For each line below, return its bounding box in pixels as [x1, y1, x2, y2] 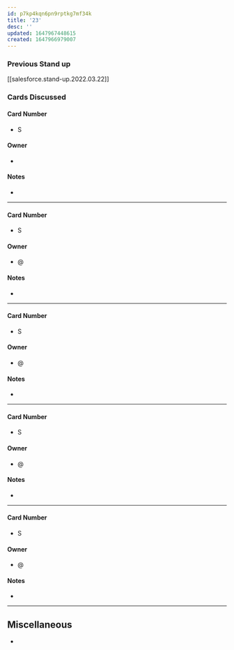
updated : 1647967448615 [7, 29, 77, 37]
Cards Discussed [7, 92, 66, 102]
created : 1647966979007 [7, 36, 77, 43]
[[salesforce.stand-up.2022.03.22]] [7, 75, 109, 84]
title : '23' [7, 17, 42, 24]
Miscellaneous [7, 619, 72, 630]
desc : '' [7, 23, 33, 30]
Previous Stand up [7, 59, 71, 69]
